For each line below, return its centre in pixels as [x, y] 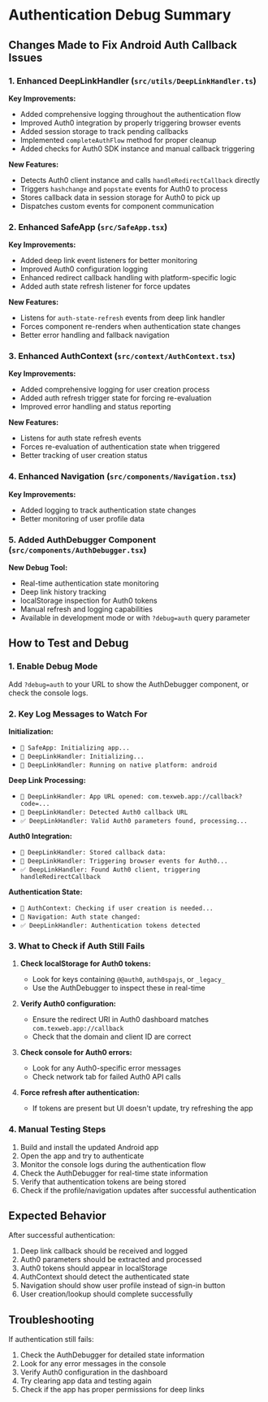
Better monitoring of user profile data [82, 518]
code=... [35, 804]
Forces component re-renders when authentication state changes [130, 327]
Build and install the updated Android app [89, 1147]
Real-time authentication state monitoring [90, 583]
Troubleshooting [52, 1320]
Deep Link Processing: [48, 781]
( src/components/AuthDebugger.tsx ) [78, 550]
